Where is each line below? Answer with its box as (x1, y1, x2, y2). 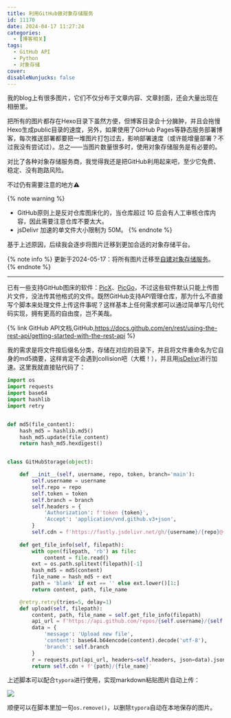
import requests (7, 383, 54, 390)
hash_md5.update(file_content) (19, 434, 109, 441)
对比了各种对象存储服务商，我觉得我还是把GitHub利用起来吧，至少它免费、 (7, 158, 220, 166)
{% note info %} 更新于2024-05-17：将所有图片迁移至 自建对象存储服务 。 (7, 255, 214, 264)
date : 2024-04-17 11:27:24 (7, 23, 85, 30)
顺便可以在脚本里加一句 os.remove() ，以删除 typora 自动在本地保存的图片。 (7, 704, 217, 712)
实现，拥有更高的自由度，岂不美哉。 (12, 309, 115, 317)
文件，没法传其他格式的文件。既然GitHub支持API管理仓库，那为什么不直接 (12, 292, 223, 300)
